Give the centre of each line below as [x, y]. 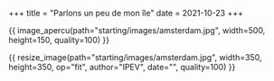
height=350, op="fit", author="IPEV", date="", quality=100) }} [122, 67]
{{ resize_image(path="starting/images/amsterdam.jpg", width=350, [135, 57]
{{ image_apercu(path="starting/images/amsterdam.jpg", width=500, [137, 30]
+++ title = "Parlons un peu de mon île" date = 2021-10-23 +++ [126, 13]
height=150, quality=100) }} [59, 40]
